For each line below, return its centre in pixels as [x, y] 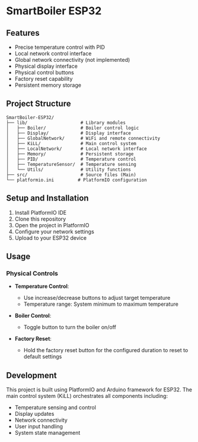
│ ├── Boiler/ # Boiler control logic [73, 128]
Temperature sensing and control [55, 407]
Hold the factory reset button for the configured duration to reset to [106, 350]
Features [23, 33]
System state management [47, 433]
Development [32, 375]
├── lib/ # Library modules [66, 123]
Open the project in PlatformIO [52, 225]
